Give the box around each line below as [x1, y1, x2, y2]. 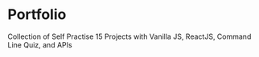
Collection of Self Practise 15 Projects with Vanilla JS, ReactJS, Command [7, 32, 252, 41]
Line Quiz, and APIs [7, 40, 73, 49]
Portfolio [7, 6, 67, 24]
